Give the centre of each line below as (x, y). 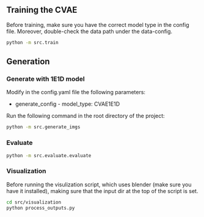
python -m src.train (33, 42)
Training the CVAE (42, 10)
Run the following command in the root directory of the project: (86, 116)
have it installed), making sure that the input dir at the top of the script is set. (102, 191)
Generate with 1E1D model (46, 79)
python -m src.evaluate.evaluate (49, 155)
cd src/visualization (34, 202)
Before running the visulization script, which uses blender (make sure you (99, 184)
